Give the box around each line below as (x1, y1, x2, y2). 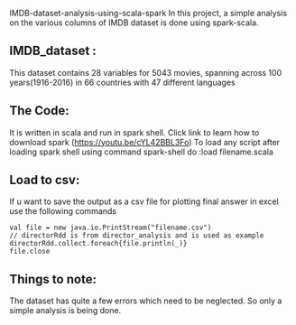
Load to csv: (9, 172, 80, 188)
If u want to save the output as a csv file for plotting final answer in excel (9, 196, 280, 207)
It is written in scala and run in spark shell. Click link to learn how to (9, 126, 260, 138)
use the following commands (9, 206, 117, 217)
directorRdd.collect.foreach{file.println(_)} (9, 239, 188, 248)
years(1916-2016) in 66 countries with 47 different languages (9, 77, 236, 88)
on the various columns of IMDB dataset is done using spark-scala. (9, 17, 259, 28)
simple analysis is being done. (9, 305, 122, 316)
